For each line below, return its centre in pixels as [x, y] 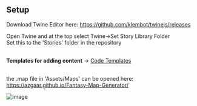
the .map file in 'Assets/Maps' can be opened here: [70, 78]
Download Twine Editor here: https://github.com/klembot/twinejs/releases [98, 24]
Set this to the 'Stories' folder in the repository [64, 42]
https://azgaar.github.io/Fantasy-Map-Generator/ [68, 85]
